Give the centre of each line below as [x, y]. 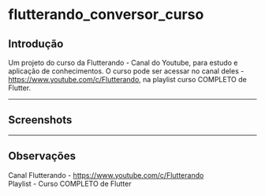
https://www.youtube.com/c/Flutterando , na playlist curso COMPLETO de [127, 79]
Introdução [36, 44]
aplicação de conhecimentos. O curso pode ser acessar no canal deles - [126, 71]
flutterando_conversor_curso [106, 15]
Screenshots [40, 120]
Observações [42, 156]
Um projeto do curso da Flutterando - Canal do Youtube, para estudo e [123, 62]
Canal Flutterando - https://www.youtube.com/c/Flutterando [106, 175]
